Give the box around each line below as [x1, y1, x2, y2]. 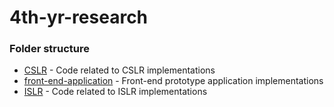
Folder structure [9, 42, 90, 56]
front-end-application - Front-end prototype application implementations [23, 75, 324, 87]
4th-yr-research [9, 6, 149, 29]
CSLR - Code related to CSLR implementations [23, 64, 216, 76]
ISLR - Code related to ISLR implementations [23, 86, 208, 98]
